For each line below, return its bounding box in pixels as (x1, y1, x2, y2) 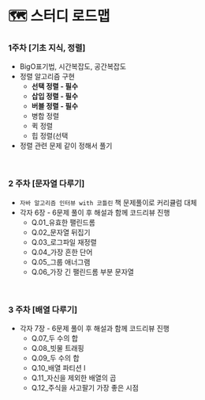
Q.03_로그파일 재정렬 (31, 237, 97, 246)
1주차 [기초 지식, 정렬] (8, 43, 86, 54)
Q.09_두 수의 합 (31, 353, 80, 363)
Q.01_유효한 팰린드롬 (31, 217, 96, 227)
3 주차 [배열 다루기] (8, 304, 77, 315)
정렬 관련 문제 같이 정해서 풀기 (19, 141, 113, 150)
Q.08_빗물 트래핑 (31, 344, 84, 353)
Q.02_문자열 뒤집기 (31, 227, 91, 237)
